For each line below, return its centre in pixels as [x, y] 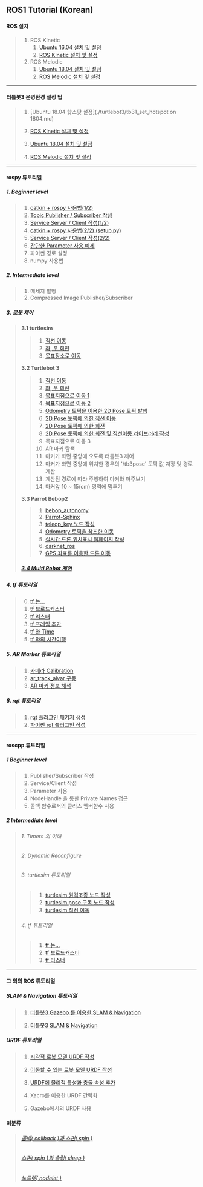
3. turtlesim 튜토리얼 [46, 875]
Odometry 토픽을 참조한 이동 [79, 532]
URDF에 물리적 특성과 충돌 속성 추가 [73, 1082]
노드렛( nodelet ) [41, 1178]
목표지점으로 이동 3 [68, 441]
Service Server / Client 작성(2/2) [70, 238]
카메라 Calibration [52, 670]
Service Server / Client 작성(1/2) [69, 223]
